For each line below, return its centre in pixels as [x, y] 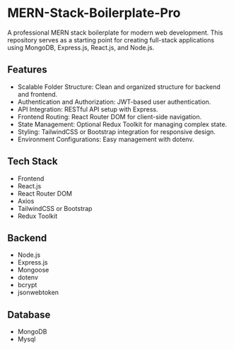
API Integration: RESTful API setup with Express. [88, 109]
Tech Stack [33, 161]
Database [29, 314]
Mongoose [33, 270]
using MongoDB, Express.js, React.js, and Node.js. [81, 47]
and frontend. [37, 94]
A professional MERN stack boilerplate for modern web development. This [115, 32]
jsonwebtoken [38, 292]
